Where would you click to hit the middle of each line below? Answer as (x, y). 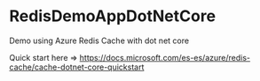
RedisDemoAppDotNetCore (112, 16)
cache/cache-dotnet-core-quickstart (77, 67)
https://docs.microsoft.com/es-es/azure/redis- (165, 57)
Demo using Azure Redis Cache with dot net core (99, 40)
